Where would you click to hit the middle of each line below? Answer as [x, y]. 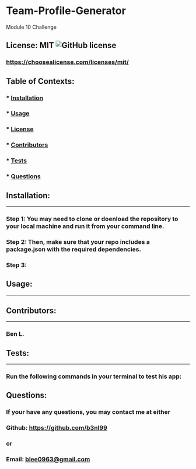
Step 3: [17, 265]
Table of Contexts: [40, 81]
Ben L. [15, 334]
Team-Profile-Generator [66, 11]
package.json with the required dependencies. [74, 249]
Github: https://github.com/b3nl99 [57, 428]
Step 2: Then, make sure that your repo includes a [78, 242]
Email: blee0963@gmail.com [48, 460]
